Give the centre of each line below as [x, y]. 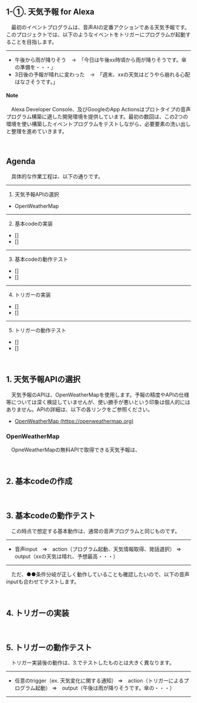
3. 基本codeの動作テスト [51, 516]
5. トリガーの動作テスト [49, 648]
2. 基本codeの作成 [39, 481]
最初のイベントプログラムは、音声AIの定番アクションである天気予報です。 [100, 27]
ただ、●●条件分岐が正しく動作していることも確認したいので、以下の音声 [100, 574]
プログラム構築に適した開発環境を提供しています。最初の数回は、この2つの [97, 117]
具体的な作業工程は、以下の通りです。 [57, 176]
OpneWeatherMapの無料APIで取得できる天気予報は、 [76, 450]
